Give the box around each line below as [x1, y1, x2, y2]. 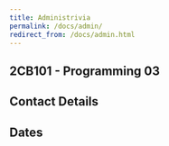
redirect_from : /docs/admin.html [9, 30, 136, 39]
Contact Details [9, 94, 99, 109]
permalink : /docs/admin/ [9, 22, 103, 31]
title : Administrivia [9, 13, 91, 23]
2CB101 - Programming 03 [9, 63, 160, 78]
